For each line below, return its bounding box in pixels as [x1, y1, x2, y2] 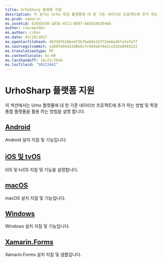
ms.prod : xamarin [5, 16, 41, 21]
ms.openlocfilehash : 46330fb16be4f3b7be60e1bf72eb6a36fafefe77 [5, 39, 138, 44]
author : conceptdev [5, 26, 45, 31]
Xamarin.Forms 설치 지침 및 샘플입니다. [5, 252, 82, 258]
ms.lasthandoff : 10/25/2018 [5, 58, 63, 63]
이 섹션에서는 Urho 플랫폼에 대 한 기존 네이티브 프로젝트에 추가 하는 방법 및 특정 [5, 102, 158, 109]
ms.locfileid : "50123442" [5, 62, 58, 67]
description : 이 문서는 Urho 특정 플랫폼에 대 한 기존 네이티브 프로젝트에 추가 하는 [5, 12, 158, 17]
